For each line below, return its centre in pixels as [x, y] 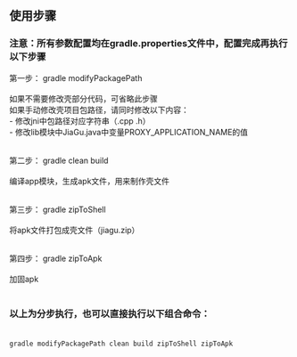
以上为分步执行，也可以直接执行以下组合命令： [110, 313]
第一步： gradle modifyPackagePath [76, 77]
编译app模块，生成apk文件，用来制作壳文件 [90, 181]
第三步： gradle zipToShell [58, 209]
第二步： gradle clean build [59, 160]
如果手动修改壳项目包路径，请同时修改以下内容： [99, 110]
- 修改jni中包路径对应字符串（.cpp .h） [80, 121]
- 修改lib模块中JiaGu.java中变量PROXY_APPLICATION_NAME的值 [128, 132]
